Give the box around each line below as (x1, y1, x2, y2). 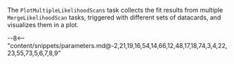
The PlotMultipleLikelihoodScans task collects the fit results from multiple (7, 6, 223, 14)
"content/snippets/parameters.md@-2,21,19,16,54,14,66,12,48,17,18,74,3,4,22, (7, 42, 228, 49)
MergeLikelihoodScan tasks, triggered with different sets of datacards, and (7, 13, 221, 22)
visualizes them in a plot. (7, 21, 79, 29)
